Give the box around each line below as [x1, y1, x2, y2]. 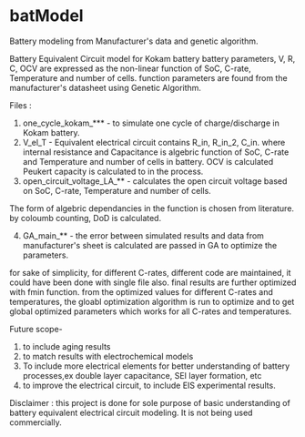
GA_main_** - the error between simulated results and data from [22, 229, 264, 241]
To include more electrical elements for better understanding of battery [22, 361, 290, 371]
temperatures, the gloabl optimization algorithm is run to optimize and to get [9, 296, 295, 307]
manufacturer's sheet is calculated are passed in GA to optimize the [22, 239, 278, 250]
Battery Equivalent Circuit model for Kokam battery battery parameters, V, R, [9, 53, 296, 64]
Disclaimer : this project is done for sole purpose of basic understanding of [9, 397, 291, 408]
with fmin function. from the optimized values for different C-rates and [9, 286, 273, 297]
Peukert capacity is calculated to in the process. [22, 166, 204, 177]
